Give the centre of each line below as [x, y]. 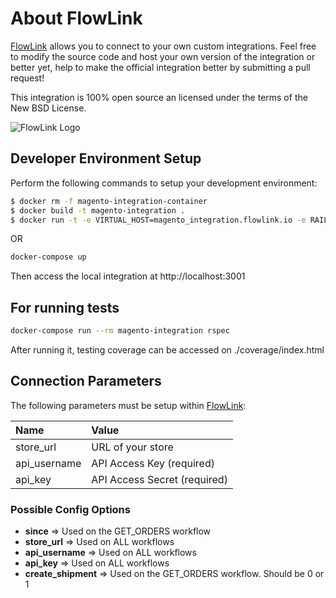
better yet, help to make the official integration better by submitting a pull [160, 67]
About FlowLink [76, 18]
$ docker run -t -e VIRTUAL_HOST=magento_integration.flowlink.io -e [158, 220]
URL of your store [132, 447]
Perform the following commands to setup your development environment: [164, 183]
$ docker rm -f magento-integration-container [109, 201]
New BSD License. [48, 108]
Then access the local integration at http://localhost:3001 [128, 276]
